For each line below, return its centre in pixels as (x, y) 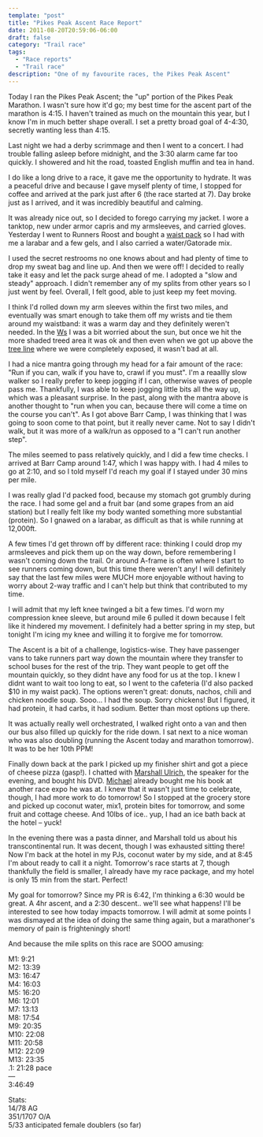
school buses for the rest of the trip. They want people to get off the (119, 666)
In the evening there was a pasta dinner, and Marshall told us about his (123, 838)
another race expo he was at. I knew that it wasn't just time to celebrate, (125, 789)
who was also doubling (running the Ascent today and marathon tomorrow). (131, 740)
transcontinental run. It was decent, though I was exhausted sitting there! (127, 846)
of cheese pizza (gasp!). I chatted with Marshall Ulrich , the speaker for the (129, 772)
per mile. (22, 479)
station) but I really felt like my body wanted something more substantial (125, 511)
